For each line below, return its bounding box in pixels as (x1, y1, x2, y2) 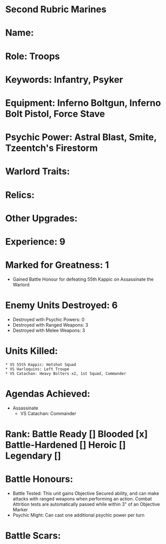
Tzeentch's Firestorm (5, 142, 98, 154)
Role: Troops (5, 50, 60, 62)
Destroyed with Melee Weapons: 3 (12, 327, 86, 333)
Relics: (5, 189, 35, 200)
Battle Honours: (5, 473, 73, 485)
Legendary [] (5, 450, 61, 461)
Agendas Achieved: (5, 388, 91, 399)
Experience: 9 (5, 236, 66, 247)
